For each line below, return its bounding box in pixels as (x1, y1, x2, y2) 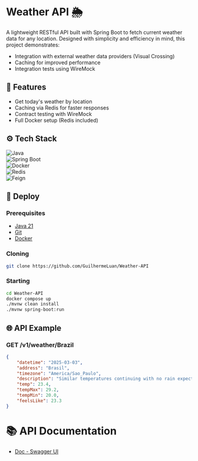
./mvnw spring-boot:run (6, 307, 65, 313)
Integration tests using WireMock (14, 65, 95, 72)
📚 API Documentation (6, 424, 117, 437)
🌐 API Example (6, 323, 62, 333)
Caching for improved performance (14, 59, 101, 66)
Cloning (6, 250, 29, 258)
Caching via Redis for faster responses (14, 104, 109, 111)
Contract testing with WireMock (14, 110, 93, 117)
